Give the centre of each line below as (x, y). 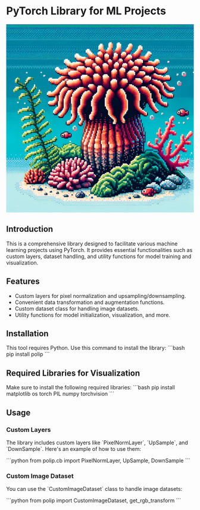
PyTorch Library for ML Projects (86, 11)
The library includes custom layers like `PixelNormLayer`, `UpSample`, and (97, 443)
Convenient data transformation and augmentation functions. (90, 302)
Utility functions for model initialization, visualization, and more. (93, 315)
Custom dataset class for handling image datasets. (77, 308)
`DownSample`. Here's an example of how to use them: (74, 448)
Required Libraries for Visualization (73, 373)
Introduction (30, 229)
